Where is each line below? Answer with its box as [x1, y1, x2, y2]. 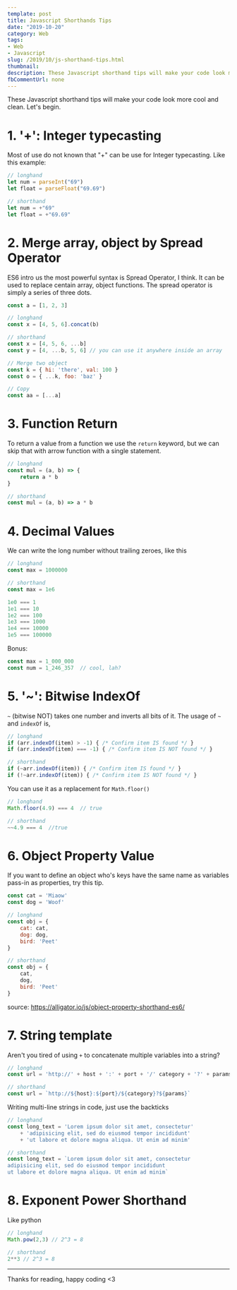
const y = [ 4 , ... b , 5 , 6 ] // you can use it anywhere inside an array [7, 346, 222, 354]
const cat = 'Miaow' [7, 892, 68, 900]
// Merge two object [7, 359, 68, 367]
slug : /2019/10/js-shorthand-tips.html [7, 56, 125, 64]
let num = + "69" [7, 204, 55, 212]
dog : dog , [20, 931, 49, 939]
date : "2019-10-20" [7, 23, 65, 30]
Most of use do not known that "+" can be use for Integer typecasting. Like [7, 151, 226, 159]
